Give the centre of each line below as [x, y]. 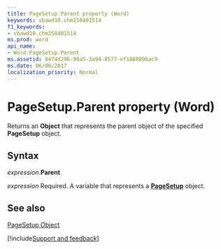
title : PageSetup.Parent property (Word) [69, 14]
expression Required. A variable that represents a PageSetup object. [106, 186]
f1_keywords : [26, 27]
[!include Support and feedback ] [53, 239]
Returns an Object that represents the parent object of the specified [105, 126]
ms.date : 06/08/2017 [37, 66]
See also [26, 208]
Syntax [23, 156]
